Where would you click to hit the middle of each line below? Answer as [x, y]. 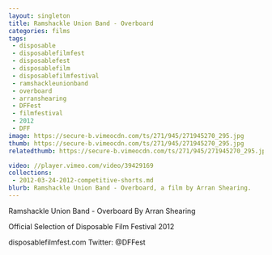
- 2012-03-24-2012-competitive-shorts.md [83, 181]
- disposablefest [41, 61]
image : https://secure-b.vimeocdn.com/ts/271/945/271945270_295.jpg [126, 136]
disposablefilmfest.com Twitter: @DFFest [77, 242]
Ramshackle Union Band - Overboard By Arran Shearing [102, 211]
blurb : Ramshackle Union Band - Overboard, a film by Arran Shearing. [130, 188]
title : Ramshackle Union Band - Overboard [81, 23]
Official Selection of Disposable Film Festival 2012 [91, 226]
